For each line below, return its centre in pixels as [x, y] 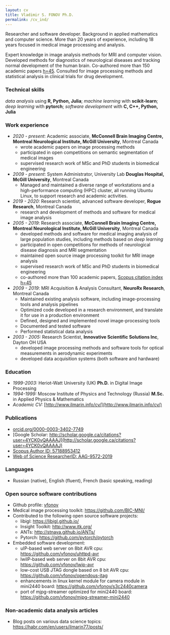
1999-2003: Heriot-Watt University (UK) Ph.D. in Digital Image [77, 383]
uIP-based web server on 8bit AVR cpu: [62, 548]
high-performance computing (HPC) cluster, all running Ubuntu [87, 190]
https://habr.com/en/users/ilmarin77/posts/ [58, 627]
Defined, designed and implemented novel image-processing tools [90, 320]
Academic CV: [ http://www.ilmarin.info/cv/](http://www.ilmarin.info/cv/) [87, 405]
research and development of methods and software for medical [88, 212]
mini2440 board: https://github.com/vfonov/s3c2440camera [84, 586]
